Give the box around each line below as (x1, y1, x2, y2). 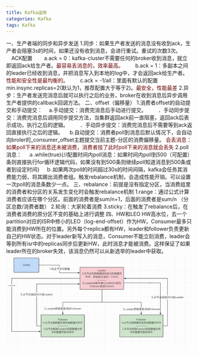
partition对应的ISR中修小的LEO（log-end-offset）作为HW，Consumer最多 (6, 218, 187, 225)
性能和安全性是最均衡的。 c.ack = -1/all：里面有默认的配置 (6, 77, 158, 84)
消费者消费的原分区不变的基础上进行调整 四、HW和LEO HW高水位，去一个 (6, 211, 187, 218)
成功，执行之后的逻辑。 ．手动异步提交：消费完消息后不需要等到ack (11, 122, 187, 129)
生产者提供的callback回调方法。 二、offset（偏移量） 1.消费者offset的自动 (6, 99, 186, 106)
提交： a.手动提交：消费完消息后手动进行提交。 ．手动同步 (26, 107, 184, 114)
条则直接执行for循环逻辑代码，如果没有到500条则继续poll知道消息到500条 (6, 159, 186, 166)
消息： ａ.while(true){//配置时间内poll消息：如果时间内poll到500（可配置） (6, 151, 190, 159)
